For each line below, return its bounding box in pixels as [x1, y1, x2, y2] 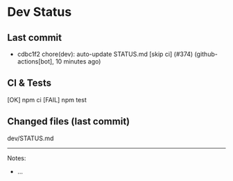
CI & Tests [7, 77, 52, 89]
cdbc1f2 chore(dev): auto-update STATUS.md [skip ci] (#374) [17, 50, 193, 58]
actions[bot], [17, 57, 54, 66]
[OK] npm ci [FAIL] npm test [7, 95, 87, 104]
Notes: [7, 153, 26, 162]
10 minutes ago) [55, 57, 101, 66]
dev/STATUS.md [7, 134, 54, 142]
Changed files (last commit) [7, 115, 130, 128]
